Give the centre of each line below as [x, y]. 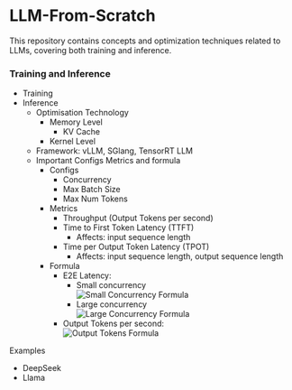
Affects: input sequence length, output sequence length [180, 256]
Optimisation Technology [82, 113]
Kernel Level [73, 142]
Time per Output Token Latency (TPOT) [136, 247]
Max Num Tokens [95, 199]
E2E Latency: [87, 275]
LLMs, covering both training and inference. [91, 50]
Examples [27, 351]
